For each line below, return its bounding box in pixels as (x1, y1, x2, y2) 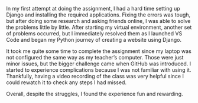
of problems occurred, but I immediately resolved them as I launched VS (6, 30, 183, 37)
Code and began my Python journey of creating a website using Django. (6, 36, 182, 43)
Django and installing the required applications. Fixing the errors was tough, (6, 11, 191, 18)
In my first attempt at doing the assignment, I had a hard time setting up (6, 5, 180, 12)
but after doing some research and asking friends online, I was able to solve (6, 18, 191, 24)
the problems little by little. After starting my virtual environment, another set (6, 24, 192, 31)
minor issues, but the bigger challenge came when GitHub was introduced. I (6, 60, 191, 67)
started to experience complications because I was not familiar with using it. (6, 67, 191, 73)
